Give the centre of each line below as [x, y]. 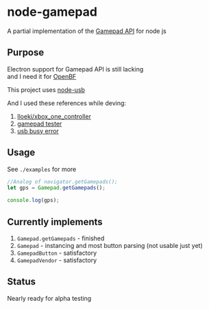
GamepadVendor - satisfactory [57, 260]
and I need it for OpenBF [42, 76]
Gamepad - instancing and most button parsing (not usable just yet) [110, 245]
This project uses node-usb [46, 89]
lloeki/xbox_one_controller [54, 116]
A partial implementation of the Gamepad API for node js [87, 31]
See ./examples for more [42, 169]
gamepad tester [39, 124]
